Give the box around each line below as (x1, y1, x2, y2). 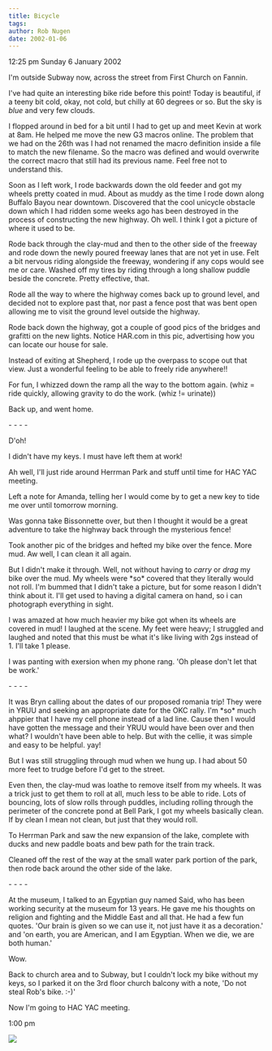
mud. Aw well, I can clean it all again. (8, 549, 132, 559)
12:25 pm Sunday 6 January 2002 (8, 57, 122, 67)
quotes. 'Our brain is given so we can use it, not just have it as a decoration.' (8, 921, 264, 931)
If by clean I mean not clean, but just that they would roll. (8, 814, 198, 825)
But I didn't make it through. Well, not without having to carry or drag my (8, 565, 251, 575)
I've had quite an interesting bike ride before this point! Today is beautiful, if (8, 89, 261, 98)
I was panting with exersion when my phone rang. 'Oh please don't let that (8, 657, 257, 667)
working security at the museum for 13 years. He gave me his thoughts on (8, 904, 256, 914)
